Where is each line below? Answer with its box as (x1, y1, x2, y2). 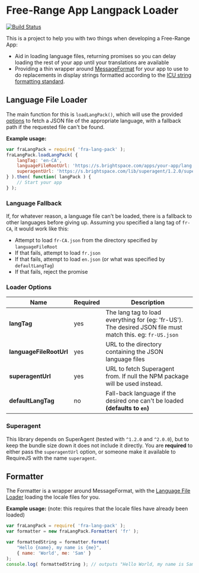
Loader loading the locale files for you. (6, 493, 101, 501)
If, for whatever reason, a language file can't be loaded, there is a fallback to (6, 213, 192, 220)
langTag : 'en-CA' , (17, 157, 62, 163)
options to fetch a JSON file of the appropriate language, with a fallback (6, 117, 182, 124)
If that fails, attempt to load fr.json (14, 249, 101, 257)
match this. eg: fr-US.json (105, 331, 179, 339)
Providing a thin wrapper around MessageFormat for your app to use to (14, 65, 189, 72)
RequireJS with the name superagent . (6, 454, 97, 461)
